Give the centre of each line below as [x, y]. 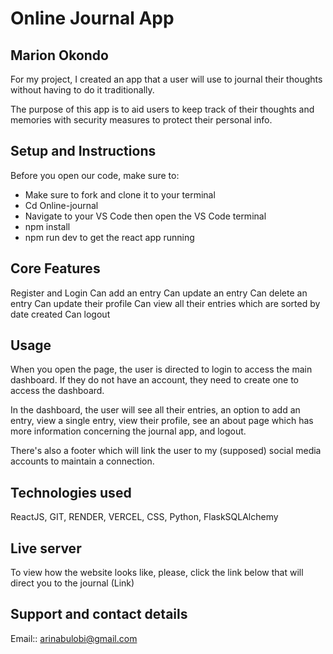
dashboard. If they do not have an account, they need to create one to [154, 380]
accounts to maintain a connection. [82, 461]
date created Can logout [60, 314]
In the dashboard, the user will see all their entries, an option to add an [155, 410]
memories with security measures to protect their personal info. [141, 120]
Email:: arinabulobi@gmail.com [74, 638]
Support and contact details [99, 614]
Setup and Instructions [83, 151]
